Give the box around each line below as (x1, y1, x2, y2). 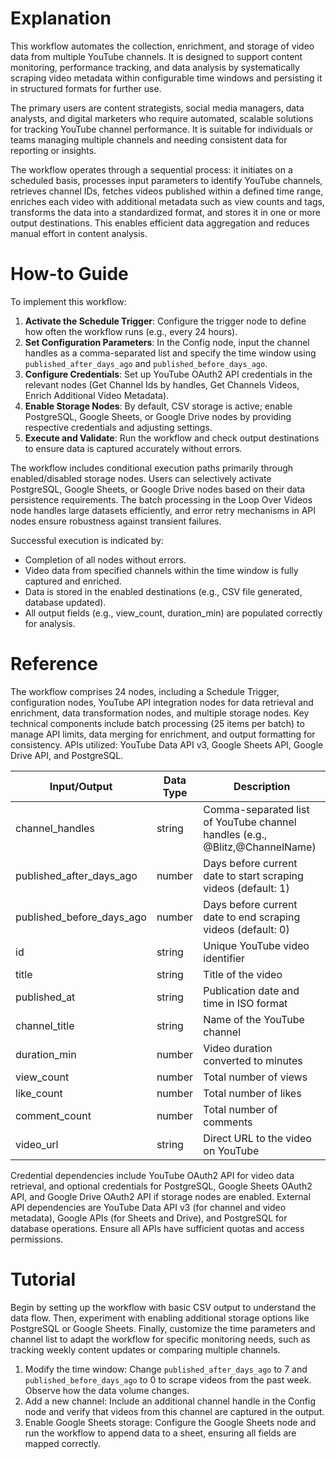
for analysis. (24, 617, 76, 629)
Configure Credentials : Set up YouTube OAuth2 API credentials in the (24, 368, 313, 380)
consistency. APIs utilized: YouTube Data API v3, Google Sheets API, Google (10, 738, 324, 751)
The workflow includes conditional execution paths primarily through (10, 462, 294, 474)
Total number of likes (203, 1086, 302, 1100)
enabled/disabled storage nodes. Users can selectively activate (10, 472, 272, 484)
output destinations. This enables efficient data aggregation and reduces (10, 217, 310, 229)
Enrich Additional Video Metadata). (24, 389, 170, 401)
